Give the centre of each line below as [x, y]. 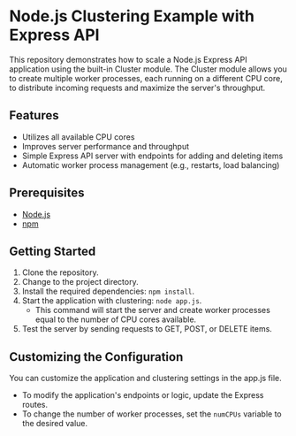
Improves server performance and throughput [106, 146]
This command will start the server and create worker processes [153, 310]
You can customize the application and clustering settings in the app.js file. [146, 379]
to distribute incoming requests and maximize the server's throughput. [137, 88]
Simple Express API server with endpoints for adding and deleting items [152, 156]
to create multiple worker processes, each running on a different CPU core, [146, 78]
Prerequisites [47, 193]
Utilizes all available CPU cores [78, 137]
